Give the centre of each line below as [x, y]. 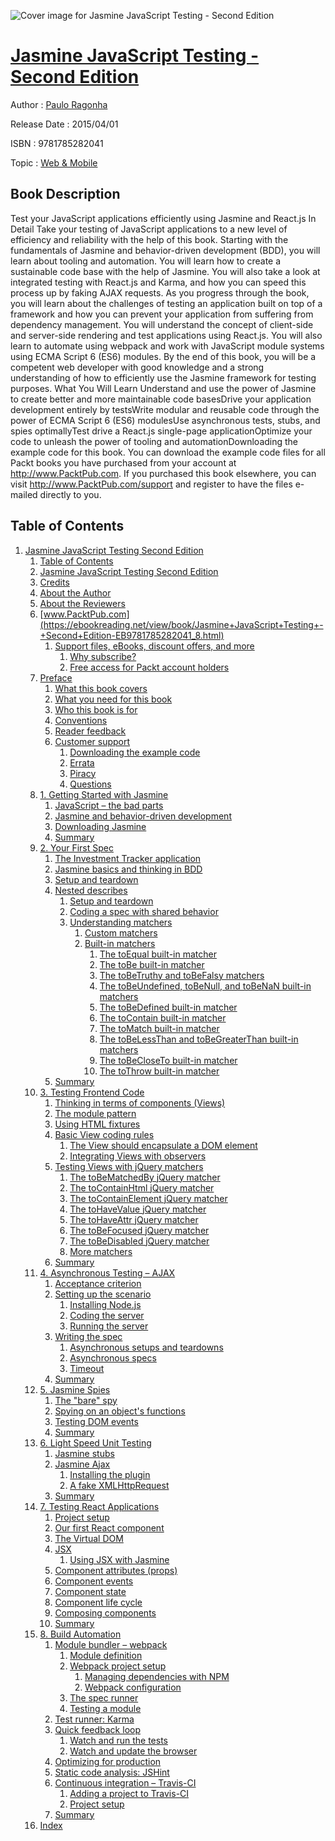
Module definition [106, 1655]
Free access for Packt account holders [149, 667]
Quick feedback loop [97, 1729]
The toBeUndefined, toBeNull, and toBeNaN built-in [205, 986]
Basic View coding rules [104, 1134]
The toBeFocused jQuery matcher [139, 1230]
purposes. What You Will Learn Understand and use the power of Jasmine [163, 388]
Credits [54, 582]
